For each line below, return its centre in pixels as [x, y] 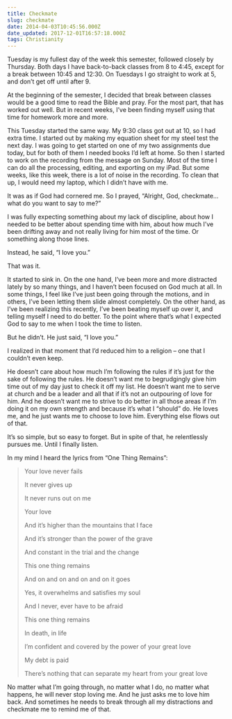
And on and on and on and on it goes [77, 579]
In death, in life [45, 633]
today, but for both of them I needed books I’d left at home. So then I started [116, 153]
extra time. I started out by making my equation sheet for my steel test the [113, 138]
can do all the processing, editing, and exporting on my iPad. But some [108, 168]
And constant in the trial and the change [82, 552]
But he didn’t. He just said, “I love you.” [63, 338]
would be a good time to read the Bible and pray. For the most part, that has [116, 102]
